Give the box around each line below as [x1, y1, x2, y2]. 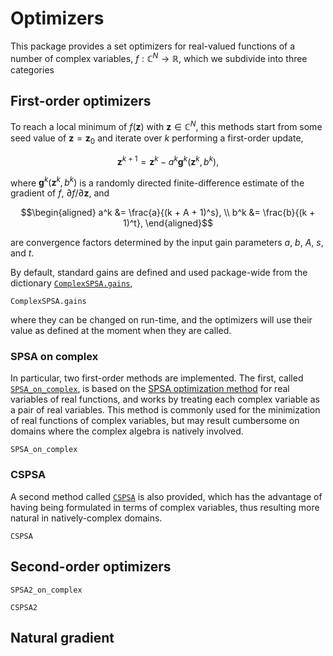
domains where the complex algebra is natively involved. [10, 425, 244, 437]
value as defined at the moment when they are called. [10, 325, 232, 337]
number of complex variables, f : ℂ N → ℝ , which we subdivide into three [10, 50, 308, 64]
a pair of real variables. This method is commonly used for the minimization [10, 404, 321, 416]
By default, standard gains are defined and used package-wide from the [10, 267, 308, 279]
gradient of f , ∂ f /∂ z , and [10, 187, 110, 199]
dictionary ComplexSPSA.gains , [10, 277, 133, 289]
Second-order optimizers [10, 558, 172, 576]
